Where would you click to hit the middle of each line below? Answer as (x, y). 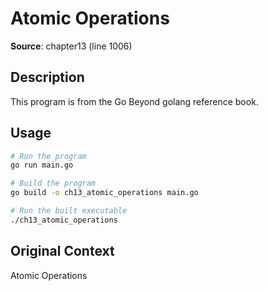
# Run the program (48, 156)
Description (47, 77)
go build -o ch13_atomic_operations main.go (104, 193)
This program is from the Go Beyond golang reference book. (134, 101)
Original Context (62, 251)
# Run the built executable (69, 211)
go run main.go (42, 165)
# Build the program (53, 183)
